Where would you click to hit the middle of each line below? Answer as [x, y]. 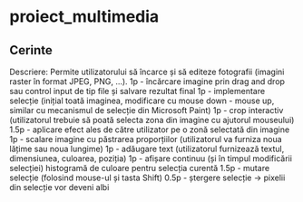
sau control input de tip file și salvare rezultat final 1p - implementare [137, 91]
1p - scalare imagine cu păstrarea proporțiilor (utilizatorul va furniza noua [146, 139]
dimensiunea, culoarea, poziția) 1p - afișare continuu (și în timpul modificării [151, 159]
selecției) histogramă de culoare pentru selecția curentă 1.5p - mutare [140, 168]
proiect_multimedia [84, 17]
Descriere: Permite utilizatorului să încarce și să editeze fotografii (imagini [147, 72]
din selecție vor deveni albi [59, 187]
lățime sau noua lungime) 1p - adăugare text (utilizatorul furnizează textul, [147, 149]
